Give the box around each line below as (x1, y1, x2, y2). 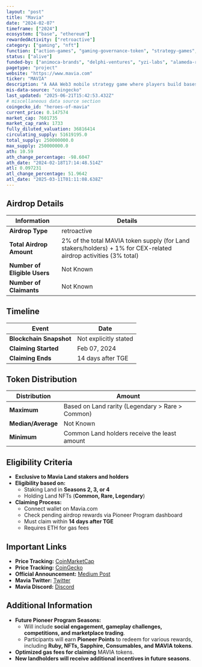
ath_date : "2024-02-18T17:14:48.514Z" (6, 160, 103, 166)
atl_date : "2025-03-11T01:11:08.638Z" (6, 177, 103, 183)
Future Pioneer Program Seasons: (14, 617, 102, 624)
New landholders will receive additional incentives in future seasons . (14, 654, 191, 662)
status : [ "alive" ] (6, 53, 52, 59)
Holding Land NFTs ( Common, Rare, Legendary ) (23, 492, 145, 499)
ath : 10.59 (6, 148, 34, 154)
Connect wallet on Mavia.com (23, 505, 98, 513)
